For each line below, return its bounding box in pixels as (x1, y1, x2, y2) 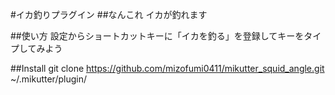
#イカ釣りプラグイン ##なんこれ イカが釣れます (10, 9, 208, 20)
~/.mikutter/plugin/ (10, 73, 87, 85)
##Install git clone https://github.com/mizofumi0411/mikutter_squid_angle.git (10, 63, 325, 74)
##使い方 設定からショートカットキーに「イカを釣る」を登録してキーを (10, 30, 305, 42)
